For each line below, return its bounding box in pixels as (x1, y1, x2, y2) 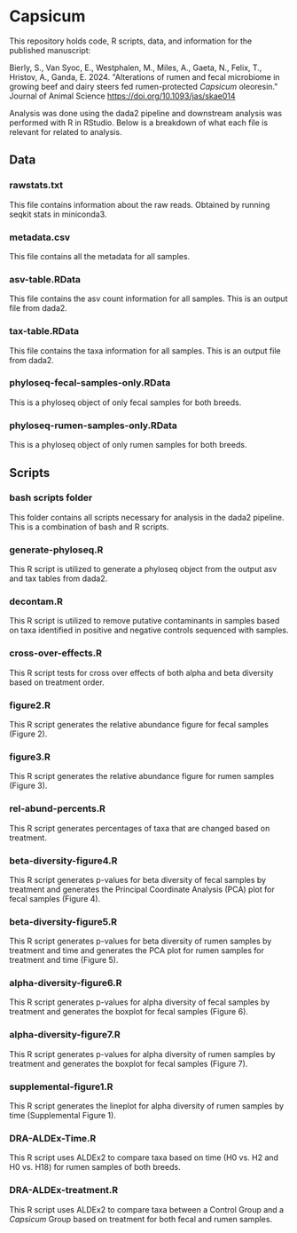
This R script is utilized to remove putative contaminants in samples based (9, 616, 280, 626)
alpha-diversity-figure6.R (9, 977, 122, 990)
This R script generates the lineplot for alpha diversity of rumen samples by (9, 1101, 285, 1111)
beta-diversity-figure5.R (9, 915, 118, 927)
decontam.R (9, 595, 64, 608)
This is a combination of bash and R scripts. (9, 521, 169, 532)
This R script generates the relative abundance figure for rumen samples (9, 771, 275, 782)
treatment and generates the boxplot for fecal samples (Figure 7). (9, 1058, 248, 1069)
